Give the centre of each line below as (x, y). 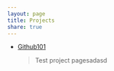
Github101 (32, 47)
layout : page (26, 14)
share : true (25, 27)
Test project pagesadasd (71, 60)
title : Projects (31, 20)
